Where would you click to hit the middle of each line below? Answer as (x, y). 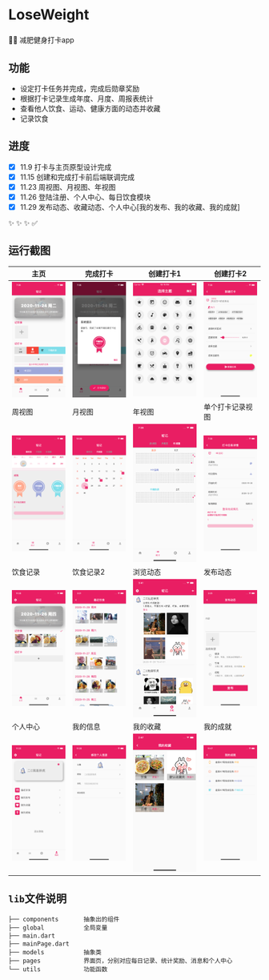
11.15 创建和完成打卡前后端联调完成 (77, 177)
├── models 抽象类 (55, 952)
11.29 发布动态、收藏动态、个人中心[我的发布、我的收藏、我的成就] (130, 207)
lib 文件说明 (38, 899)
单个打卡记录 (225, 407)
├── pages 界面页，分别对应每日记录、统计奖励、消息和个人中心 (120, 961)
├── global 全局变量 (58, 928)
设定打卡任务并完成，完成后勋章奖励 (80, 88)
